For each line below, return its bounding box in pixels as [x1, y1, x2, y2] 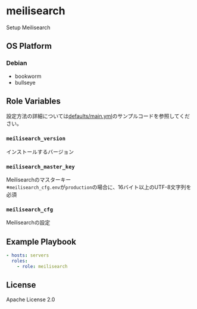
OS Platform [6, 41, 52, 51]
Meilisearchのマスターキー [6, 176, 71, 183]
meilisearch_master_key [6, 163, 76, 170]
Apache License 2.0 [6, 296, 55, 303]
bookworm [14, 73, 42, 80]
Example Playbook [6, 236, 76, 246]
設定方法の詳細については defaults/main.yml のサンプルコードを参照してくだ [6, 113, 190, 120]
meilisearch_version [6, 135, 66, 142]
